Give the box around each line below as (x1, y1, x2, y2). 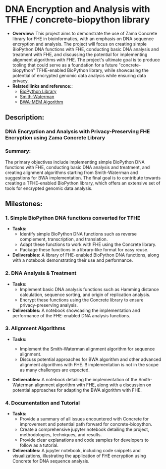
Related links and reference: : (12, 83, 73, 89)
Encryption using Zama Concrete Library (5, 134, 106, 141)
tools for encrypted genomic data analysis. (5, 185, 93, 191)
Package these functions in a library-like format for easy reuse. (19, 247, 149, 253)
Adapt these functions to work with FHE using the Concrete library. (19, 241, 157, 247)
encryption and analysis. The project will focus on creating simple (12, 41, 147, 47)
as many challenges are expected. (19, 367, 90, 373)
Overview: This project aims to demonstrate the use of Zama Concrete (12, 30, 158, 36)
